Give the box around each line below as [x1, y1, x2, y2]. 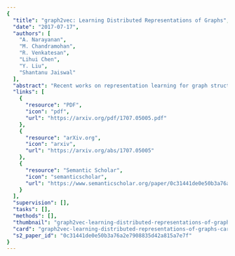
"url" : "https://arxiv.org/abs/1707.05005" [25, 147, 155, 154]
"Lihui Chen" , [19, 56, 60, 63]
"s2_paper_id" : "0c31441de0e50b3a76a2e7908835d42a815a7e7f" [13, 232, 192, 239]
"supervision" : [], [13, 199, 70, 207]
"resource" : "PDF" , [25, 102, 82, 109]
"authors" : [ [13, 29, 51, 37]
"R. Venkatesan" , [19, 50, 70, 57]
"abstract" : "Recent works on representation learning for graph [13, 82, 208, 89]
